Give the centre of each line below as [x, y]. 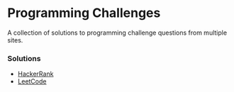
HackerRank [35, 74]
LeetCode [32, 81]
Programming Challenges [84, 13]
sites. [15, 40]
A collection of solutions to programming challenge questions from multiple [117, 33]
